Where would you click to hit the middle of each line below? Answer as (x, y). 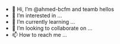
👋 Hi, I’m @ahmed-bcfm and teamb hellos (63, 9)
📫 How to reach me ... (39, 35)
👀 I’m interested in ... (37, 15)
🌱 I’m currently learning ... (43, 22)
